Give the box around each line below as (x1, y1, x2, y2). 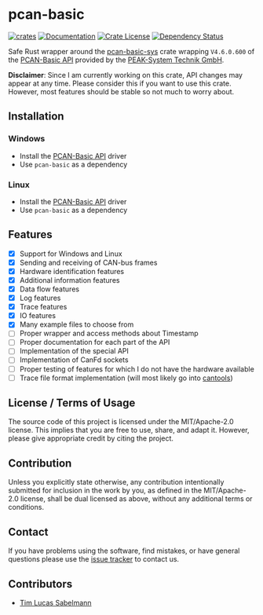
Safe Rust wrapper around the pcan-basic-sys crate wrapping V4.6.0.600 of (8, 46, 255, 56)
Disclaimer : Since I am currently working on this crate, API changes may (8, 70, 243, 79)
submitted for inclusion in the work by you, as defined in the (8, 485, 203, 496)
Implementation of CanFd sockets (19, 355, 129, 364)
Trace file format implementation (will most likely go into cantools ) (19, 373, 233, 383)
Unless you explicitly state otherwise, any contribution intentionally (8, 478, 225, 487)
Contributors (8, 577, 73, 591)
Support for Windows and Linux (19, 249, 123, 258)
